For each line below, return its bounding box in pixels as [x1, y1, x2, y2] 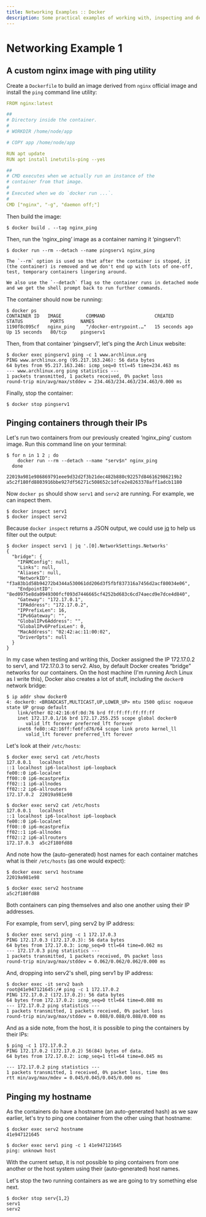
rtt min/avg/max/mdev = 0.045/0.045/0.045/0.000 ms [6, 1075, 141, 1081]
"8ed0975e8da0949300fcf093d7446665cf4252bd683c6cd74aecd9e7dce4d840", [6, 591, 191, 597]
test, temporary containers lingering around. [6, 268, 128, 275]
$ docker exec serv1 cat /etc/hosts [6, 754, 100, 760]
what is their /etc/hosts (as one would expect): [6, 857, 126, 865]
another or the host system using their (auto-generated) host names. [6, 1165, 180, 1173]
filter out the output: [6, 531, 57, 539]
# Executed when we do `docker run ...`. [6, 190, 114, 196]
